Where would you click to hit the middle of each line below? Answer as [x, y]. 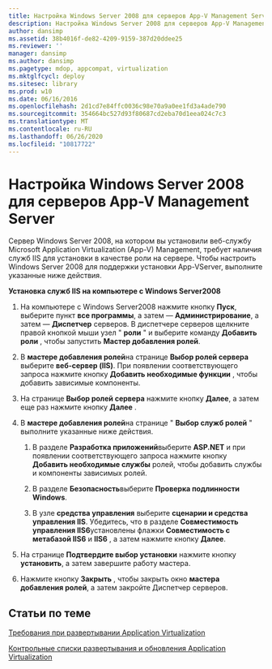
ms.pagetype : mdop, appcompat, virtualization [88, 69]
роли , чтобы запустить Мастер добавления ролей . [110, 341]
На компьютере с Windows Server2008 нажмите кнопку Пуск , [128, 307]
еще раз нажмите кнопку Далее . [79, 407]
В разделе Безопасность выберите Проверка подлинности [136, 489]
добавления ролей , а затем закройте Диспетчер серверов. [124, 588]
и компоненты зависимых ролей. [89, 473]
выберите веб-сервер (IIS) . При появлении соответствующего [129, 366]
